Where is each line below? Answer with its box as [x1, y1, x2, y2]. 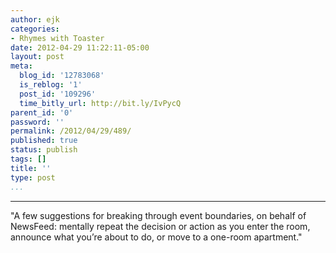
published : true [10, 136, 78, 146]
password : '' [10, 117, 65, 127]
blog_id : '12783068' [19, 71, 105, 81]
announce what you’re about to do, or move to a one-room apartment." [10, 231, 303, 243]
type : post [10, 172, 56, 183]
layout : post [10, 52, 65, 62]
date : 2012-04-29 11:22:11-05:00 [10, 42, 150, 53]
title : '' [10, 163, 52, 173]
